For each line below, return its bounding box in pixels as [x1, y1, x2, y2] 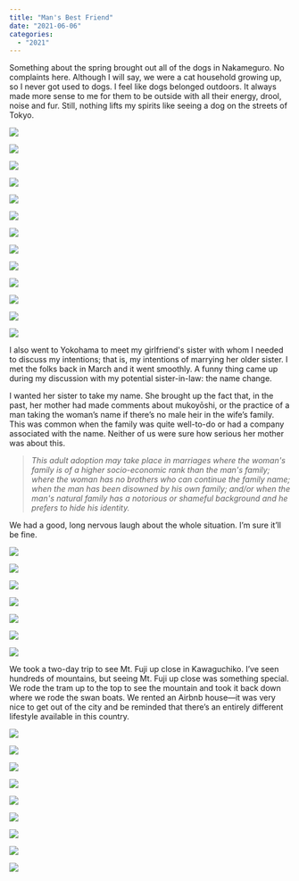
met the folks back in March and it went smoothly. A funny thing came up [9, 363, 278, 375]
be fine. [9, 529, 37, 540]
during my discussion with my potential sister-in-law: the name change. [9, 373, 272, 384]
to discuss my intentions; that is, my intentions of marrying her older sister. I [9, 354, 288, 365]
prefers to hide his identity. [30, 503, 130, 513]
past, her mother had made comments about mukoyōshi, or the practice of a [9, 400, 290, 411]
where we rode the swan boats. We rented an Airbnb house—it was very [9, 693, 277, 703]
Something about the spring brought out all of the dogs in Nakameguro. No [9, 62, 285, 73]
